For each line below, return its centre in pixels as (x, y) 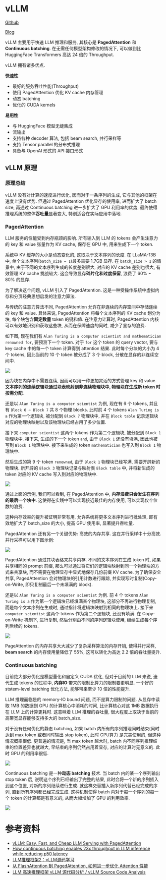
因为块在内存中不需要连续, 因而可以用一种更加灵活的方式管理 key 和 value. (81, 380)
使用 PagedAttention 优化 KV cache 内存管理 (58, 92)
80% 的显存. (18, 279)
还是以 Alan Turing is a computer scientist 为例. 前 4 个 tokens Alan (77, 595)
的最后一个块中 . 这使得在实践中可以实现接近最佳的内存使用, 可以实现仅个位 (81, 500)
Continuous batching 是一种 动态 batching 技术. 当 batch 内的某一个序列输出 (83, 773)
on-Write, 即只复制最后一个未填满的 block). (49, 584)
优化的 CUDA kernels (34, 105)
